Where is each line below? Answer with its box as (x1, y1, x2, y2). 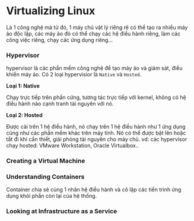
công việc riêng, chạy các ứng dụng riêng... (6, 36, 113, 43)
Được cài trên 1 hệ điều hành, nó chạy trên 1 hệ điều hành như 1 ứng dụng (6, 123, 186, 130)
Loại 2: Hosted (6, 111, 43, 119)
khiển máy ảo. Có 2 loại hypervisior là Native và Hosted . (6, 71, 142, 78)
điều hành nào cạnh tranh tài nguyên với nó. (6, 100, 114, 107)
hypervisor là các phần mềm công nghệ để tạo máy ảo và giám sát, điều (6, 65, 183, 72)
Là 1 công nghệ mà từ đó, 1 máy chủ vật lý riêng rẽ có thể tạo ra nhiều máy (6, 24, 188, 31)
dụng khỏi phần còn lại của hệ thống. (6, 193, 97, 200)
